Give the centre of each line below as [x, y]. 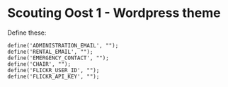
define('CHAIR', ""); [39, 64]
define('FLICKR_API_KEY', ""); [53, 76]
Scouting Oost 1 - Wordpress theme [114, 13]
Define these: [27, 33]
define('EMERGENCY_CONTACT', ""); [58, 58]
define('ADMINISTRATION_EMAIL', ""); [63, 45]
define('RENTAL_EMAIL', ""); [50, 52]
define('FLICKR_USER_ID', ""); [53, 70]
